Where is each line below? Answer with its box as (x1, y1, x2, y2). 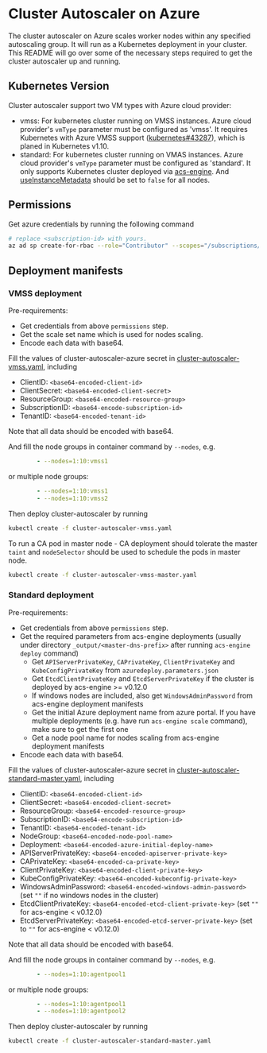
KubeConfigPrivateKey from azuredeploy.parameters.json (31, 665, 219, 675)
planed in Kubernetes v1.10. (19, 141, 110, 151)
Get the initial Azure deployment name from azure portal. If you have (31, 707, 257, 717)
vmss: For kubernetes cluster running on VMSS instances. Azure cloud (19, 116, 252, 126)
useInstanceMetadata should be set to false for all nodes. (19, 175, 211, 184)
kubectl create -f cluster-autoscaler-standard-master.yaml (8, 1037, 212, 1045)
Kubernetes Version (8, 79, 110, 93)
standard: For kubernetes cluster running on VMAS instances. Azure (19, 149, 244, 159)
